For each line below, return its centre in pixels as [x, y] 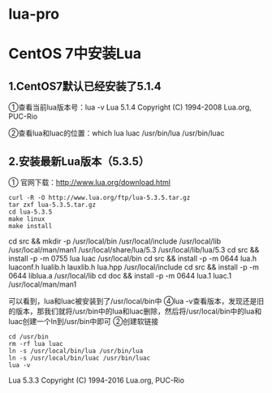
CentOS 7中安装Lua [75, 54]
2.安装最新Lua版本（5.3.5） [79, 161]
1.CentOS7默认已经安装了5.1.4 [85, 86]
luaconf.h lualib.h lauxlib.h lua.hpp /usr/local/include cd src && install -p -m [134, 267]
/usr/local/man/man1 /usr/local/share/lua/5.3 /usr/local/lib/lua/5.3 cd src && [134, 250]
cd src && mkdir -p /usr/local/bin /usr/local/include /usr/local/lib [115, 241]
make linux [27, 219]
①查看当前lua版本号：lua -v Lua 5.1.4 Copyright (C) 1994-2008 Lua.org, [130, 107]
